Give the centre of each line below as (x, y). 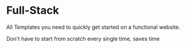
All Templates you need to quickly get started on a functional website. (93, 27)
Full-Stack (33, 10)
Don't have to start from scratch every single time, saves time (83, 38)
